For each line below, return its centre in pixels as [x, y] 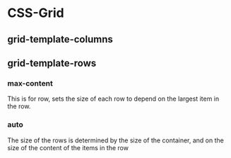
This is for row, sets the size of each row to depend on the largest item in [113, 99]
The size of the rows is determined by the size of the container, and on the [115, 140]
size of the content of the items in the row [68, 147]
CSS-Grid [36, 13]
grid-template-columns [60, 39]
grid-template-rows [52, 63]
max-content [30, 83]
